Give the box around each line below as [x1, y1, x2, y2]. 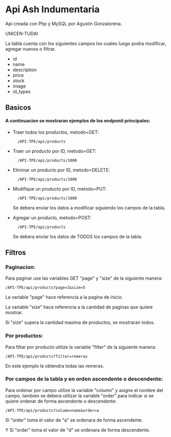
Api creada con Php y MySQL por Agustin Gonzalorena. [5, 20, 123, 27]
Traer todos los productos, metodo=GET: [12, 129, 99, 135]
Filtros [5, 248, 27, 257]
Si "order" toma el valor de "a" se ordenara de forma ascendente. [5, 417, 143, 423]
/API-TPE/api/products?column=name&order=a [5, 408, 100, 413]
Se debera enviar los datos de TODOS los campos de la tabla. [12, 233, 143, 239]
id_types [12, 88, 31, 94]
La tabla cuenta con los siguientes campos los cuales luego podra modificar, [5, 40, 166, 47]
